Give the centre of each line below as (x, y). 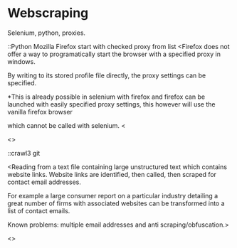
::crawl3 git (24, 153)
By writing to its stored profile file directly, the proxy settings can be (107, 75)
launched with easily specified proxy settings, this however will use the (111, 104)
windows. (21, 61)
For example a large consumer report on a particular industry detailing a (113, 195)
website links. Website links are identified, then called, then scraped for (112, 174)
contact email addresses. (44, 182)
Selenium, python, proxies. (47, 33)
